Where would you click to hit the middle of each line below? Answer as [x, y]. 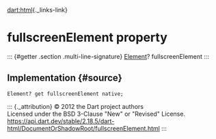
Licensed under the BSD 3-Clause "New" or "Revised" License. [96, 114]
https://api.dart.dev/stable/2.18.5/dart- [61, 121]
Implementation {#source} [65, 78]
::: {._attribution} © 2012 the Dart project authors [75, 106]
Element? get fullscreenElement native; [66, 94]
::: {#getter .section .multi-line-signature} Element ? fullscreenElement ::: [108, 56]
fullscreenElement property [87, 38]
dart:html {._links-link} [38, 10]
